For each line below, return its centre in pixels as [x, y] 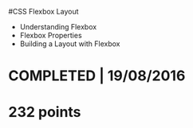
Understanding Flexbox [58, 27]
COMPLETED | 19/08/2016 [97, 76]
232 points [45, 112]
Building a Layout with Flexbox [70, 44]
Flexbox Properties [51, 35]
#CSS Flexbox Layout [43, 12]
